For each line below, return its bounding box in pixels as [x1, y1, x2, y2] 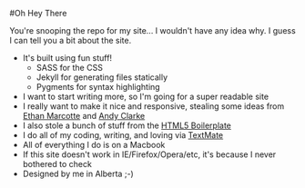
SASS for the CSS [36, 63, 103, 73]
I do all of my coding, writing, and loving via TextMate [22, 130, 224, 140]
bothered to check [22, 159, 93, 169]
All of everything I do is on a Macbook [22, 140, 166, 150]
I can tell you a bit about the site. [9, 35, 132, 45]
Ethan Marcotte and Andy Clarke [22, 111, 146, 121]
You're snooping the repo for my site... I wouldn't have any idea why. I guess [9, 25, 296, 35]
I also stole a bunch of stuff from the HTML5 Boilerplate [22, 120, 232, 131]
